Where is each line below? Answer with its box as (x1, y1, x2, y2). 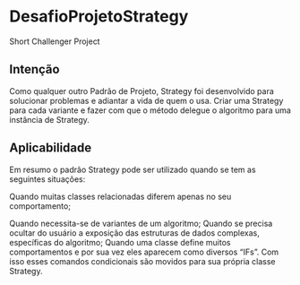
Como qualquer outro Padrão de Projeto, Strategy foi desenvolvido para (9, 85, 275, 96)
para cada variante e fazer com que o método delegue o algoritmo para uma (9, 105, 291, 116)
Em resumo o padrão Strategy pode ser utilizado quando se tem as (9, 164, 257, 175)
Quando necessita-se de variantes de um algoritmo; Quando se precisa (9, 218, 273, 229)
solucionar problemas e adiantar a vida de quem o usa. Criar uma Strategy (9, 95, 284, 106)
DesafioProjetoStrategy (9, 6, 189, 27)
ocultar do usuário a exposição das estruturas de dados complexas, (9, 227, 260, 238)
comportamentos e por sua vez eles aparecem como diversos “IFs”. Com (9, 246, 279, 257)
